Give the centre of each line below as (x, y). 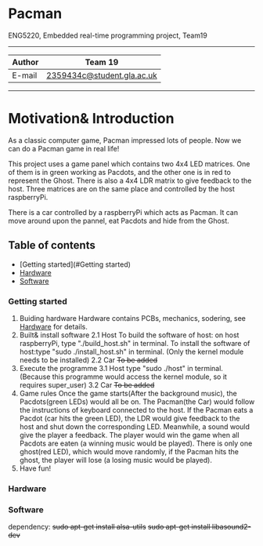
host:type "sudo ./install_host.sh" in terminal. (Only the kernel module (131, 351)
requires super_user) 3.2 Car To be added (87, 384)
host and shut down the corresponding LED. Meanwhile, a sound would (135, 426)
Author (25, 62)
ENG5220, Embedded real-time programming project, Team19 (108, 35)
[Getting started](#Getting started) (75, 264)
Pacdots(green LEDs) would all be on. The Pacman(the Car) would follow (137, 402)
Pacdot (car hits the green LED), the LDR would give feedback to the (130, 418)
